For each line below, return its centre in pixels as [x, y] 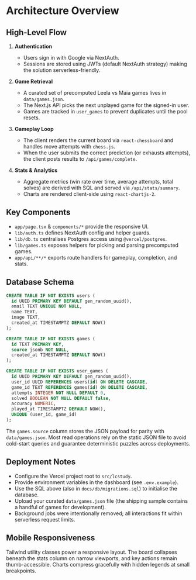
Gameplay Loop [34, 129]
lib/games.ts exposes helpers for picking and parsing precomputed [96, 245]
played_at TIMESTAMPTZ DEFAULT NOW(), [59, 409]
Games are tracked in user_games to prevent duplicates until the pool [106, 111]
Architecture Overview [63, 11]
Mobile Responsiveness [51, 538]
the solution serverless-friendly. [62, 70]
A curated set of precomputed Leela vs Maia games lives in [95, 93]
